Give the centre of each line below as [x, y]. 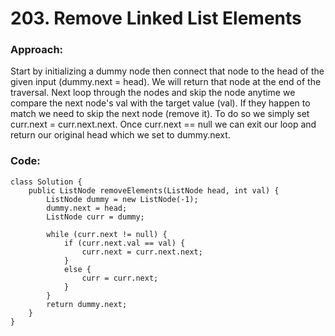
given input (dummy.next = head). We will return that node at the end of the [166, 82]
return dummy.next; [87, 304]
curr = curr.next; [120, 278]
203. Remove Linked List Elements [156, 18]
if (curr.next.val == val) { [124, 243]
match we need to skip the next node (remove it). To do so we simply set [160, 114]
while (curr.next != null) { [107, 234]
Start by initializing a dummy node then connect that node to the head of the [167, 71]
